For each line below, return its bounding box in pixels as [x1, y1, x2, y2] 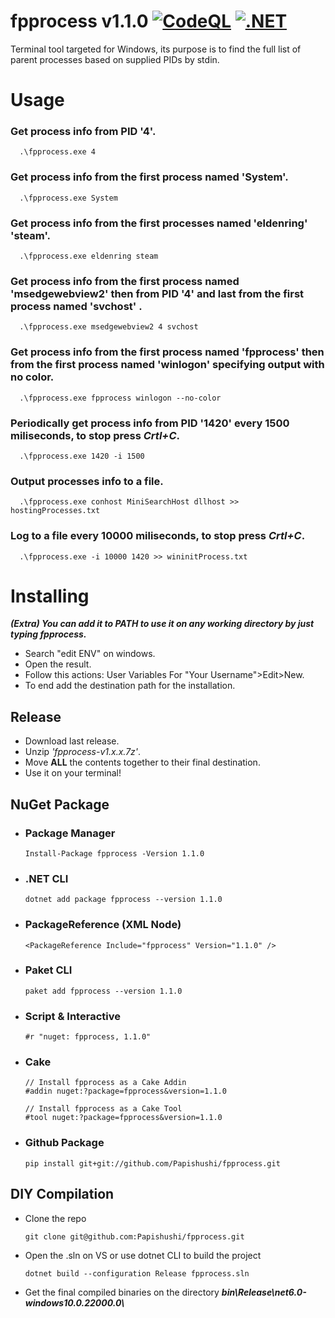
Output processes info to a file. [10, 474, 164, 488]
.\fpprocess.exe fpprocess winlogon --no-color [19, 393, 222, 403]
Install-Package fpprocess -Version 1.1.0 [24, 848, 205, 859]
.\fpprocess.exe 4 [19, 147, 97, 157]
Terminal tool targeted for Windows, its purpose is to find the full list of [10, 43, 302, 55]
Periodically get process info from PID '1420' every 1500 [10, 416, 290, 430]
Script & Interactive [24, 1009, 121, 1023]
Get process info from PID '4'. [10, 125, 157, 139]
